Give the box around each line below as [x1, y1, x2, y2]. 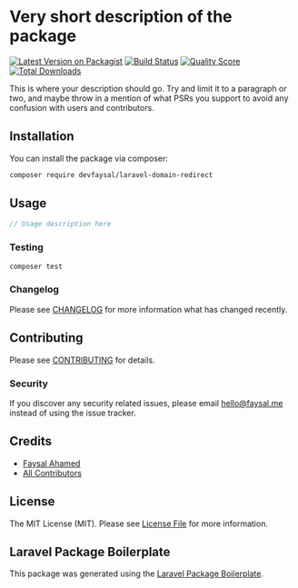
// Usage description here [9, 220, 112, 229]
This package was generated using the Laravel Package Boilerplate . [9, 568, 264, 579]
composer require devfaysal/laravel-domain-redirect [9, 170, 214, 179]
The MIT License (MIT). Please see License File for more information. [9, 518, 268, 529]
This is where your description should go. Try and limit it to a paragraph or [9, 83, 288, 94]
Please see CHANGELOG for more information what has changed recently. [9, 304, 288, 314]
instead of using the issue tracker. [9, 407, 136, 418]
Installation [9, 129, 74, 145]
